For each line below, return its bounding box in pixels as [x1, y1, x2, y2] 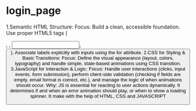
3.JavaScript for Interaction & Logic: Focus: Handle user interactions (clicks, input [10, 66, 185, 72]
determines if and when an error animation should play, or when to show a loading [9, 87, 187, 94]
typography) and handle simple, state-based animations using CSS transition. [15, 60, 181, 66]
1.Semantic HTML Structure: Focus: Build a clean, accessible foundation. [6, 23, 181, 30]
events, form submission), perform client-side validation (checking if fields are [15, 71, 181, 77]
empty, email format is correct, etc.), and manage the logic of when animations [13, 77, 183, 83]
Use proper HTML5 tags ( [6, 29, 68, 36]
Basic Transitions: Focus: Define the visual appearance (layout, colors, [22, 55, 174, 61]
